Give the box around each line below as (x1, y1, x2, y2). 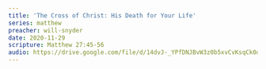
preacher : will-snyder (8, 26, 83, 34)
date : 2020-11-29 (8, 33, 66, 42)
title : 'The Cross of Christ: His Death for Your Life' (8, 11, 196, 20)
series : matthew (8, 19, 62, 27)
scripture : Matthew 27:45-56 (8, 41, 104, 49)
